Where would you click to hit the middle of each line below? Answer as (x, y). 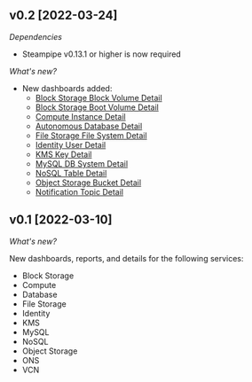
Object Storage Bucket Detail (88, 183)
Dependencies (35, 36)
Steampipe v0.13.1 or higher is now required (102, 54)
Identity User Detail (71, 144)
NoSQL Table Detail (71, 173)
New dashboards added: (67, 88)
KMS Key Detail (63, 154)
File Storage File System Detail (91, 135)
